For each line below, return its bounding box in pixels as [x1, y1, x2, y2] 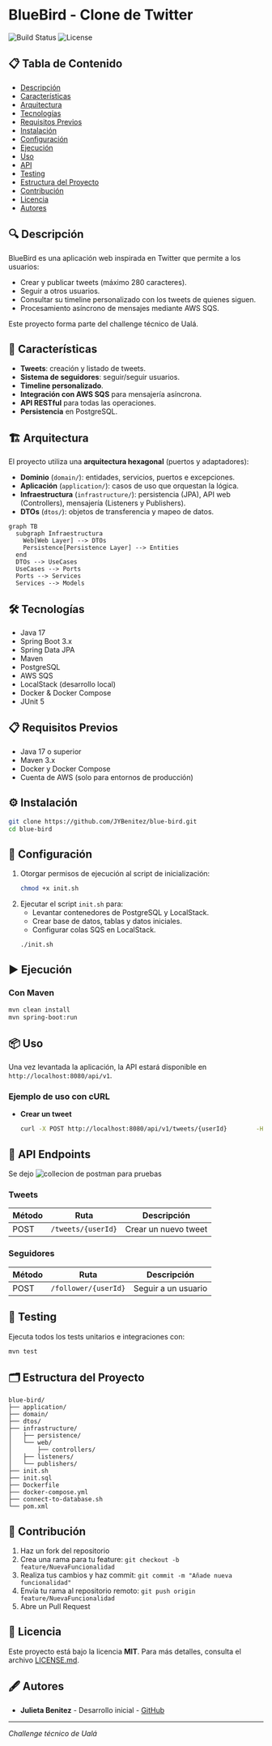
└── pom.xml [8, 1502, 49, 1511]
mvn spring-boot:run [8, 1013, 79, 1021]
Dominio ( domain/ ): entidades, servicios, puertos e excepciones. [19, 472, 236, 483]
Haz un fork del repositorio [19, 1546, 110, 1556]
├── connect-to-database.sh [8, 1496, 104, 1504]
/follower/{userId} [50, 1284, 126, 1292]
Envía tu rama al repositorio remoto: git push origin [19, 1586, 196, 1596]
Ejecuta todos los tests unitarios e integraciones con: [8, 1331, 185, 1341]
